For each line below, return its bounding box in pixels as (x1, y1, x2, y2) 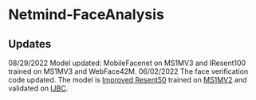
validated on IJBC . (8, 83, 69, 93)
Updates (8, 37, 52, 51)
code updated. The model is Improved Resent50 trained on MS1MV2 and (8, 75, 247, 84)
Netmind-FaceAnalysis (8, 6, 165, 24)
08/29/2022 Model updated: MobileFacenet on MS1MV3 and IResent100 (8, 58, 246, 67)
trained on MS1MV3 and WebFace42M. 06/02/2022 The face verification (8, 67, 249, 76)
